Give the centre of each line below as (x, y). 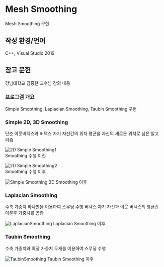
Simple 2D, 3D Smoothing (37, 122)
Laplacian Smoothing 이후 (79, 224)
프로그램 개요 (20, 97)
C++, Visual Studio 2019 (30, 53)
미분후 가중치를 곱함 (24, 213)
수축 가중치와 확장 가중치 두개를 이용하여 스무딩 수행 (55, 248)
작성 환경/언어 (25, 41)
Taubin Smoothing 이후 (70, 259)
